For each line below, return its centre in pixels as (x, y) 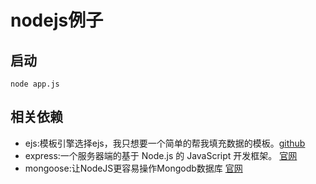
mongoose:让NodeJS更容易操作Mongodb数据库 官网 (133, 168)
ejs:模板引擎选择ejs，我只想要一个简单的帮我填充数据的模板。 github (165, 143)
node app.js (35, 84)
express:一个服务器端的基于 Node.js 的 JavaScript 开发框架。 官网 (161, 155)
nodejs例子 (57, 20)
